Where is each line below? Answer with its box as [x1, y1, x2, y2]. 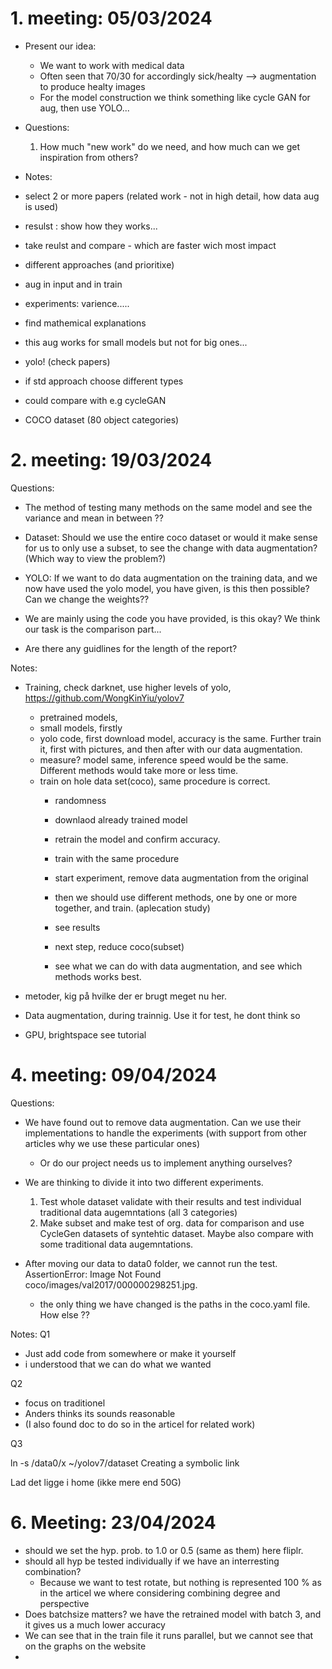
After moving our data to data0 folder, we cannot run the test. [24, 1257, 278, 1269]
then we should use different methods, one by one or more [54, 891, 298, 903]
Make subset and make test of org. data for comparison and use [39, 1217, 305, 1229]
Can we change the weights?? [24, 593, 150, 605]
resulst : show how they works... [24, 220, 158, 232]
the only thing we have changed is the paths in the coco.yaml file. [39, 1298, 311, 1310]
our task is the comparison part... [24, 623, 162, 635]
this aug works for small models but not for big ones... [24, 336, 248, 348]
